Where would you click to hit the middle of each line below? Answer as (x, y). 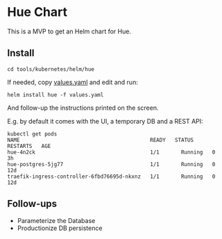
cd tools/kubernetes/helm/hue (51, 69)
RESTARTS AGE (29, 146)
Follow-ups (32, 204)
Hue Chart (37, 12)
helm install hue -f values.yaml (55, 94)
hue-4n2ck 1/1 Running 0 (111, 152)
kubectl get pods (32, 134)
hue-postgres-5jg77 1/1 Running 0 (111, 164)
